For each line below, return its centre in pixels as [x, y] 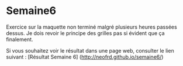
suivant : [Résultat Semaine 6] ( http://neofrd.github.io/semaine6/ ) [85, 57]
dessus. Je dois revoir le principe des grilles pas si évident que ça [85, 33]
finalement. [20, 39]
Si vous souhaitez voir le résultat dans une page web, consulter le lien [90, 50]
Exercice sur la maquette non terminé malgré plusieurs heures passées [91, 27]
